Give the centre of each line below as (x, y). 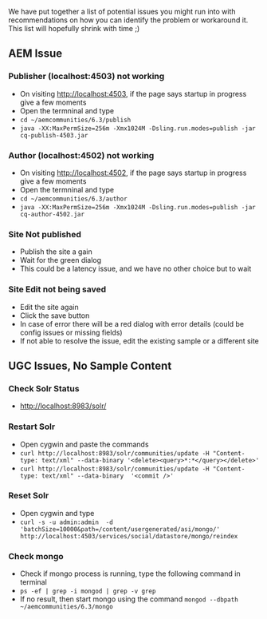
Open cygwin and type (57, 513)
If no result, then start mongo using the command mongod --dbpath (129, 599)
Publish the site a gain (56, 252)
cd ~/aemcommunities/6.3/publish (75, 120)
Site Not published (45, 234)
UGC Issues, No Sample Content (90, 365)
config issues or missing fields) (71, 332)
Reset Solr (29, 496)
